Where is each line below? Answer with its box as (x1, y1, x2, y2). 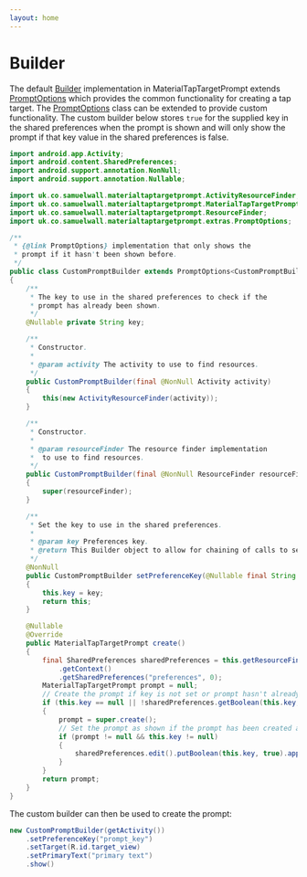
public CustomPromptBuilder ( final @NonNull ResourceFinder (26, 470, 256, 480)
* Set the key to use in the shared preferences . (29, 520, 223, 530)
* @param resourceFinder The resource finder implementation (29, 444, 268, 453)
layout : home (9, 13, 59, 23)
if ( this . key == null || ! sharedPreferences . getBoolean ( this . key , (42, 698, 301, 708)
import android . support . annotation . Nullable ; (9, 174, 185, 184)
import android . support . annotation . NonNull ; (9, 166, 182, 175)
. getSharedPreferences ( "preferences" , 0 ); (58, 672, 223, 682)
